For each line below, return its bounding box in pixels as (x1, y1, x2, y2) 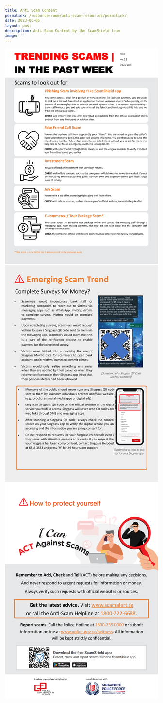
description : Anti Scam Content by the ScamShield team (5, 28, 120, 34)
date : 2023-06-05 (5, 18, 40, 23)
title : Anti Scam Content (5, 8, 57, 13)
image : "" (5, 34, 25, 38)
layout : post (5, 23, 32, 28)
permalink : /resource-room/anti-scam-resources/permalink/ (5, 13, 127, 18)
